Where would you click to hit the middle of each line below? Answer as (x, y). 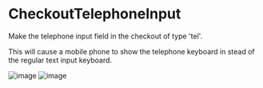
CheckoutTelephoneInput (95, 14)
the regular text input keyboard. (60, 60)
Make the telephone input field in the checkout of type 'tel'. (106, 36)
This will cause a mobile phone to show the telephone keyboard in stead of (131, 51)
